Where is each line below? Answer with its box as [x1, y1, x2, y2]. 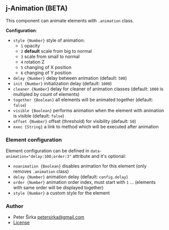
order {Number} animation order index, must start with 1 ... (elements [13, 179, 156, 185]
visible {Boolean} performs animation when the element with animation [13, 107, 164, 113]
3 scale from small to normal [20, 53, 80, 59]
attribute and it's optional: [72, 153, 126, 159]
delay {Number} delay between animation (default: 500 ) [13, 75, 127, 81]
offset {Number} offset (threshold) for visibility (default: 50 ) [13, 118, 136, 124]
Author [6, 203, 24, 210]
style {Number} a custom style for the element [13, 190, 110, 196]
